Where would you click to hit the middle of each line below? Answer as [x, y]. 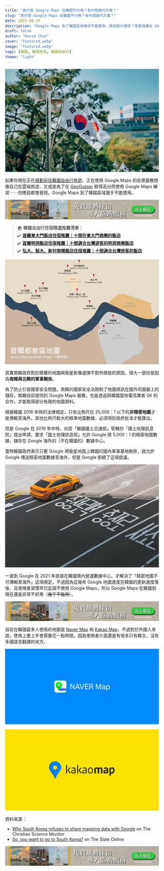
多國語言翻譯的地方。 [26, 642]
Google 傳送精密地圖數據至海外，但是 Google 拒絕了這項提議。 [68, 457]
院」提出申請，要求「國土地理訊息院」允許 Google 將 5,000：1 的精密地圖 [79, 435]
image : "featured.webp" [29, 47]
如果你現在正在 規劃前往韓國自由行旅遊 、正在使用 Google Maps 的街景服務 [80, 180]
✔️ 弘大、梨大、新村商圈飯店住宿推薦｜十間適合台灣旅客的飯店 [80, 251]
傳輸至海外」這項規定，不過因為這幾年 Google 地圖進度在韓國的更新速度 [82, 582]
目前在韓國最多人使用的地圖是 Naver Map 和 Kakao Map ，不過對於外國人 [79, 629]
